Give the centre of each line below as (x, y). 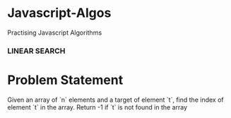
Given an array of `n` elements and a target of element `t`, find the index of (115, 100)
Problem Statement (65, 80)
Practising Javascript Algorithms (55, 33)
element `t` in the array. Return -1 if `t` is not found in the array (97, 107)
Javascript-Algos (59, 13)
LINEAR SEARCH (36, 51)
